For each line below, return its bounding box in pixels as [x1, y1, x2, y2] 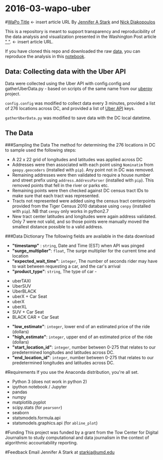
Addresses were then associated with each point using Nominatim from [12, 162, 154, 167]
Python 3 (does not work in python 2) [12, 378, 88, 385]
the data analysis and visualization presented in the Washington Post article [5, 34, 157, 39]
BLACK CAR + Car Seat [12, 314, 59, 320]
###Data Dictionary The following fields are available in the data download [5, 233, 155, 239]
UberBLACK [12, 288, 36, 294]
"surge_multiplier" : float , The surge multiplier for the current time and [12, 248, 156, 254]
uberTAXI [12, 278, 31, 284]
